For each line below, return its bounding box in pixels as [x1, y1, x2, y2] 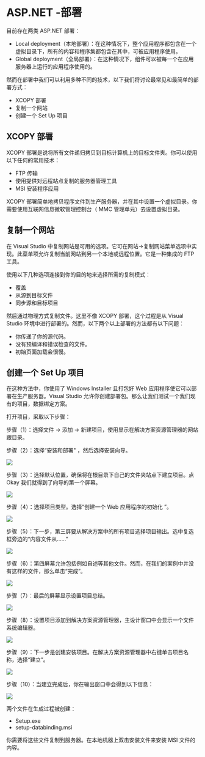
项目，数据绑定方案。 [16, 400, 71, 407]
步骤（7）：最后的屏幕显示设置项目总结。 [6, 592, 109, 599]
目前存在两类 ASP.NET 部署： [6, 27, 81, 34]
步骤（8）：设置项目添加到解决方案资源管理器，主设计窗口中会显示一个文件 [6, 616, 194, 624]
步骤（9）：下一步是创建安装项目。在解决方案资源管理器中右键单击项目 [6, 649, 184, 656]
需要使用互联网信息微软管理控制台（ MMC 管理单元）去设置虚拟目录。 [6, 205, 184, 213]
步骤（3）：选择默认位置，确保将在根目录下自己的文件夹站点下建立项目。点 [6, 471, 194, 479]
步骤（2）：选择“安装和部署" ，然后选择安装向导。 [6, 447, 131, 454]
